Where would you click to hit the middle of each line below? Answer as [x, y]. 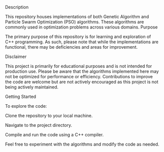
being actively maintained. [32, 87]
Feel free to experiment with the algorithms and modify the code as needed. [82, 144]
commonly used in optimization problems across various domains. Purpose [82, 27]
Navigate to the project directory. [39, 125]
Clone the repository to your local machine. [49, 116]
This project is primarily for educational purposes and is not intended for [79, 66]
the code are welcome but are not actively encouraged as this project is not [82, 82]
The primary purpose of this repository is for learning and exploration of [78, 37]
